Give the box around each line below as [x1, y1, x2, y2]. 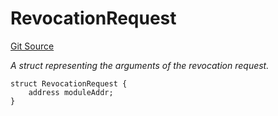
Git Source [10, 40, 55, 52]
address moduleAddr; [28, 87, 114, 97]
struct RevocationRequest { [10, 78, 128, 89]
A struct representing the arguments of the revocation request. [10, 59, 270, 71]
